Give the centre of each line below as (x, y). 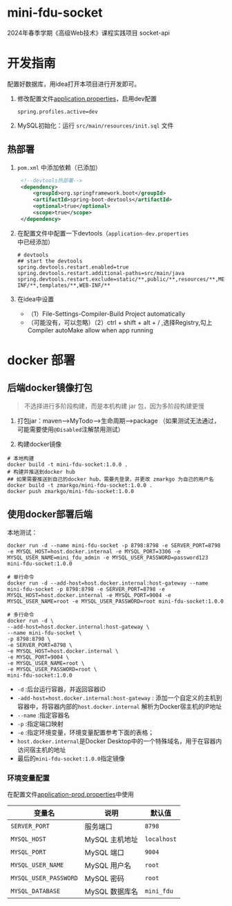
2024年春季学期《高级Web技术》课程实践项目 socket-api (89, 33)
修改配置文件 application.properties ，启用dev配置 (87, 98)
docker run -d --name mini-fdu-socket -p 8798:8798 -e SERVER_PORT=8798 (114, 545)
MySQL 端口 (104, 852)
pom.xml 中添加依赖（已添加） (59, 167)
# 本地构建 (21, 459)
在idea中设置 (35, 299)
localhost (161, 839)
